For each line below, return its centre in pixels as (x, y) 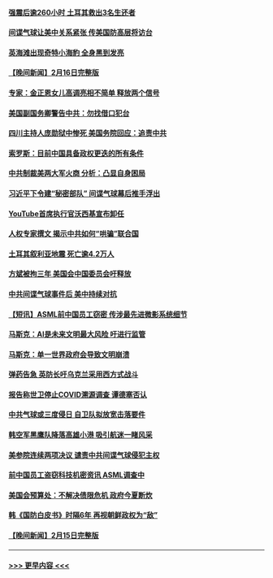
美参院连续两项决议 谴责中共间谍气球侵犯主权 (84, 454)
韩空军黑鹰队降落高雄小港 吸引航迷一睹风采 (80, 435)
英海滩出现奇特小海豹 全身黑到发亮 (66, 52)
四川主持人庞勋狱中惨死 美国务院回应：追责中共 (88, 133)
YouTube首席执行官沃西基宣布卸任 (66, 213)
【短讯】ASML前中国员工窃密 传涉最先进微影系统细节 (98, 314)
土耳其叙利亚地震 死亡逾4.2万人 (61, 254)
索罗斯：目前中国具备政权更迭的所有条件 (76, 153)
